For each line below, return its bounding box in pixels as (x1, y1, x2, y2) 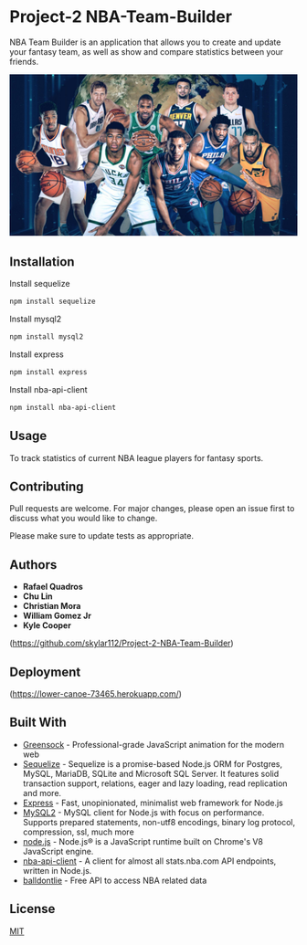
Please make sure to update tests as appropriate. (9, 530, 195, 541)
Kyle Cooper (22, 620, 71, 631)
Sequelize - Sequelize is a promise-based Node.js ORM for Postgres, (22, 758, 283, 769)
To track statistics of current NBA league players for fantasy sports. (9, 452, 264, 463)
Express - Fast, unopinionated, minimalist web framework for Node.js (22, 797, 283, 808)
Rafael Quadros (22, 582, 84, 593)
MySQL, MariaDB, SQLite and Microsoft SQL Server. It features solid (22, 768, 280, 779)
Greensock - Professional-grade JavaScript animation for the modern (22, 739, 285, 750)
